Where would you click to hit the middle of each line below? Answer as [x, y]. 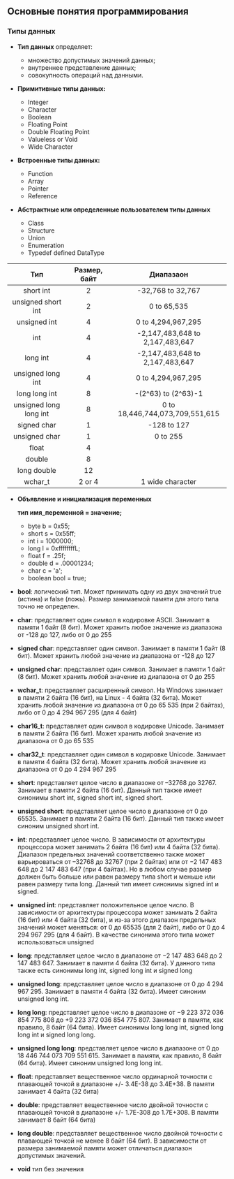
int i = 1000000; [50, 541]
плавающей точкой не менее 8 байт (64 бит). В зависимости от [112, 1141]
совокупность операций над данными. [86, 75]
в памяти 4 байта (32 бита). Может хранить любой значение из [112, 761]
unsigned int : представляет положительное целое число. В [106, 905]
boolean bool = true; [57, 578]
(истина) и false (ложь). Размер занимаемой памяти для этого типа [118, 599]
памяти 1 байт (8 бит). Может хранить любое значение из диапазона [120, 627]
